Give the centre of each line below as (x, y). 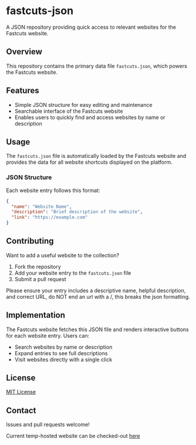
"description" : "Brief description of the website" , (77, 212)
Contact (21, 410)
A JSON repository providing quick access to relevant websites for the (91, 27)
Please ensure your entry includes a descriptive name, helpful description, (96, 290)
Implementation (36, 315)
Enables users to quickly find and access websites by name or (90, 117)
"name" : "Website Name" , (42, 207)
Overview (24, 52)
